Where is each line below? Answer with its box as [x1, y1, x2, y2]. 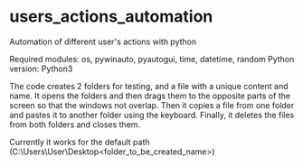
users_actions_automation [9, 6, 213, 27]
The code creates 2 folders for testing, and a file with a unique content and [9, 80, 289, 91]
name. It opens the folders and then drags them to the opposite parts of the [9, 90, 291, 101]
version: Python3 [9, 63, 73, 74]
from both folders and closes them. [9, 119, 141, 130]
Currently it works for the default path [9, 136, 151, 147]
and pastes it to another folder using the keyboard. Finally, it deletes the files [9, 109, 295, 120]
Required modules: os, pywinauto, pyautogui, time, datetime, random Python [9, 53, 295, 64]
